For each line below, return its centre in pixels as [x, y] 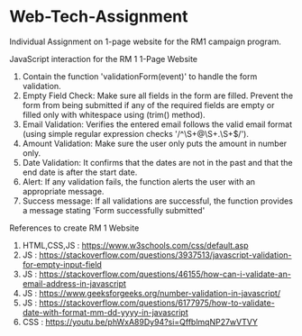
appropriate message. [63, 191]
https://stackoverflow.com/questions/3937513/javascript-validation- [165, 255]
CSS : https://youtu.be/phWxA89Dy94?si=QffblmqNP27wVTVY [140, 322]
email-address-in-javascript [74, 283]
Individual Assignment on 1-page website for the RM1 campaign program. [146, 41]
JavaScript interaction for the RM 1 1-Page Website [104, 59]
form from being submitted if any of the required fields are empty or [148, 104]
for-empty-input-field [62, 264]
